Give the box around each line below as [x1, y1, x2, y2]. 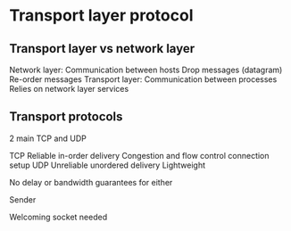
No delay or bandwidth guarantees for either [9, 177, 173, 187]
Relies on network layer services [9, 84, 129, 94]
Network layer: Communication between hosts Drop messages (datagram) [9, 64, 283, 75]
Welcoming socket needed [9, 211, 108, 222]
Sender [9, 194, 37, 205]
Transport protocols [9, 109, 123, 125]
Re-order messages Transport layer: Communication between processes [9, 74, 278, 85]
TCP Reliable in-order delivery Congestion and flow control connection [9, 150, 270, 161]
